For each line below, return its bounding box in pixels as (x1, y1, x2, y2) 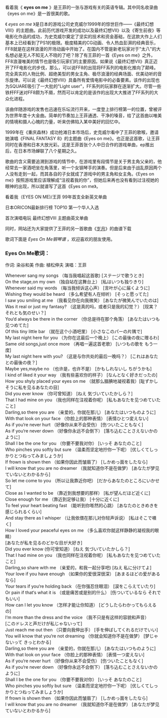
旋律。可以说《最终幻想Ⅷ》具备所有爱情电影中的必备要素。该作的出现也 (9, 77, 160, 83)
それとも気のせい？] (5, 310, 46, 316)
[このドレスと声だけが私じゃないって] (5, 621, 83, 627)
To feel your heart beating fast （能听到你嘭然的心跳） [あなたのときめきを (5, 503, 158, 509)
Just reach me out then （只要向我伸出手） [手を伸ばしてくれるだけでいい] (5, 627, 158, 633)
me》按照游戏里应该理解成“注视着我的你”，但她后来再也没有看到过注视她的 (5, 177, 159, 183)
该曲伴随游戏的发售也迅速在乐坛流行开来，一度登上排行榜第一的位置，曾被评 (5, 106, 162, 112)
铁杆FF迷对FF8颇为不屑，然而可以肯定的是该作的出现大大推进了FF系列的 (5, 90, 154, 95)
